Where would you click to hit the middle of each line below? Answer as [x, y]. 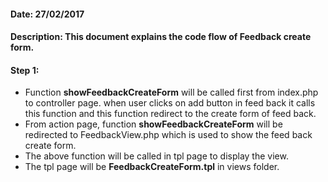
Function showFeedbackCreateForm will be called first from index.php [171, 92]
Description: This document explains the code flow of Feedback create [161, 37]
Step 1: [25, 70]
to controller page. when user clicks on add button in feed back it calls [170, 103]
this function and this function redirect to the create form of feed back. [170, 114]
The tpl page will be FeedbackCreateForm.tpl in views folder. [152, 167]
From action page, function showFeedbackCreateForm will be [153, 124]
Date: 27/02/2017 [47, 14]
